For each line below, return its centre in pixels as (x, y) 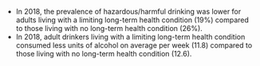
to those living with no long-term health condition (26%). (109, 28)
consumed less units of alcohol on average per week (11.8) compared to (134, 45)
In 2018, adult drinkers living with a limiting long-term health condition (130, 37)
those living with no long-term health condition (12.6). (104, 54)
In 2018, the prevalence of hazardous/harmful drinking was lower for (128, 12)
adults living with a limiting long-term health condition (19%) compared (132, 20)
